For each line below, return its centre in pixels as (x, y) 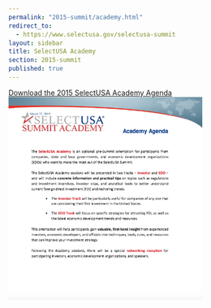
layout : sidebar (36, 43)
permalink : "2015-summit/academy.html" (76, 17)
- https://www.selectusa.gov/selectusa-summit (96, 34)
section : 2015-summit (45, 60)
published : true (36, 69)
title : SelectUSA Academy (52, 52)
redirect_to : (30, 26)
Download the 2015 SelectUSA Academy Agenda (90, 93)
